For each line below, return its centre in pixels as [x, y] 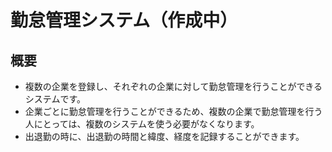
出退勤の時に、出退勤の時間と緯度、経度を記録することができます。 [164, 136]
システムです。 [55, 99]
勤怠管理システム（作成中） [124, 20]
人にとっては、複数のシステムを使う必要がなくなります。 [142, 124]
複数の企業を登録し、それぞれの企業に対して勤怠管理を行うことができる [173, 86]
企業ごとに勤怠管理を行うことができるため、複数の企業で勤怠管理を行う [173, 111]
